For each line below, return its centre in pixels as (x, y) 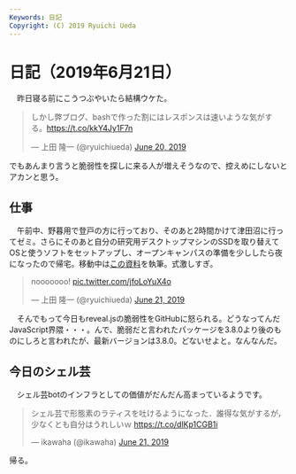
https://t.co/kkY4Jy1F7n (90, 128)
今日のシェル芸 (50, 372)
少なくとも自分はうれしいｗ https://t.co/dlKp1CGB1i (124, 424)
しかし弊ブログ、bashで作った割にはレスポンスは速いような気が (148, 117)
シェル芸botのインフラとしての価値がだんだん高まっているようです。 (142, 394)
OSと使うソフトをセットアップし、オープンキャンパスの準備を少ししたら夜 (146, 253)
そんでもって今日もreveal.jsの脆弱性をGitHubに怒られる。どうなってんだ (148, 319)
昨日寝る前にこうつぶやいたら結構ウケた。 (94, 98)
